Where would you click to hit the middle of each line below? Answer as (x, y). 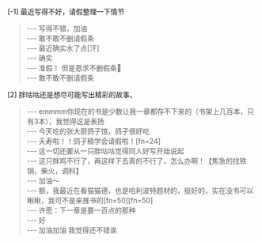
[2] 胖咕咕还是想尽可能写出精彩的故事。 (72, 95)
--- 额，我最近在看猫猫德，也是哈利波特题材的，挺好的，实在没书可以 (140, 191)
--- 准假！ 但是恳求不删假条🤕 (74, 68)
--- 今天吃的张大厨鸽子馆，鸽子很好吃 (88, 131)
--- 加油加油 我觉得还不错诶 (72, 230)
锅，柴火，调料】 (55, 171)
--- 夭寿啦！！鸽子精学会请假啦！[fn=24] (94, 141)
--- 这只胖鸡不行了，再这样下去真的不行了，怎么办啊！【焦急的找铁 (137, 161)
